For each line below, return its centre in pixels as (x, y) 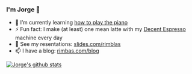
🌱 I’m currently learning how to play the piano (71, 23)
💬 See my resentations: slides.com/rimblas (68, 44)
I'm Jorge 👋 (23, 10)
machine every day (39, 38)
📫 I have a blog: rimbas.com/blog (57, 51)
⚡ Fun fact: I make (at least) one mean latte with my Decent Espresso (101, 29)
